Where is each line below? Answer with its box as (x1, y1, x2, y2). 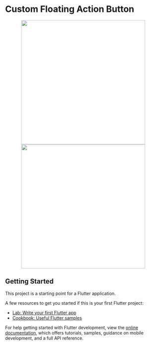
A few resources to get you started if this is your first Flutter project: (5, 300, 144, 306)
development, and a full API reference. (5, 335, 84, 341)
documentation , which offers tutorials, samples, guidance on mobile (5, 330, 144, 336)
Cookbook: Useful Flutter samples (12, 315, 82, 321)
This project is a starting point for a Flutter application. (5, 290, 116, 296)
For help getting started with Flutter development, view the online (5, 324, 139, 331)
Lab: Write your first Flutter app (12, 309, 77, 316)
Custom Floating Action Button (5, 3, 135, 15)
